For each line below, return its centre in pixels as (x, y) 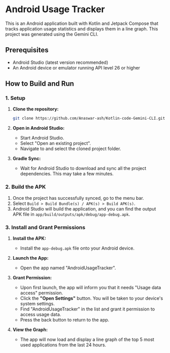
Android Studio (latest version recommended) (60, 62)
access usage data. (41, 314)
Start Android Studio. (42, 138)
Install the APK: (29, 238)
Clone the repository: (36, 109)
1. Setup (15, 98)
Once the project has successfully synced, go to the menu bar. (78, 198)
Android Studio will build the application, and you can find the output (84, 208)
